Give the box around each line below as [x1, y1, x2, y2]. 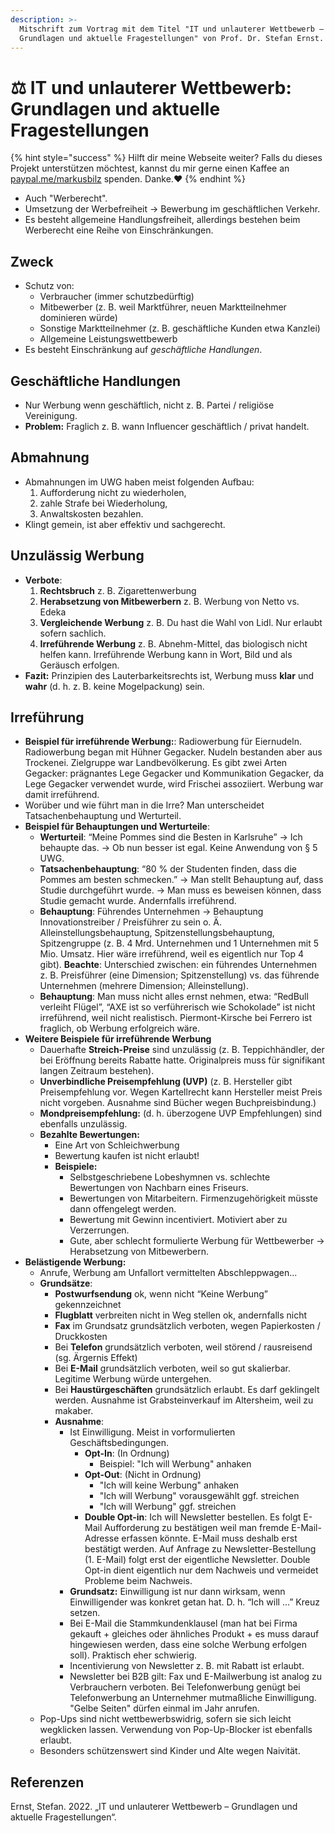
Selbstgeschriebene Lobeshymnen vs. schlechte [69, 1171, 271, 1183]
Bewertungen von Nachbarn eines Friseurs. [69, 1182, 249, 1194]
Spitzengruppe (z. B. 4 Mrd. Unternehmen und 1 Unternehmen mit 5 [39, 937, 320, 950]
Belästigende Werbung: [24, 1256, 127, 1268]
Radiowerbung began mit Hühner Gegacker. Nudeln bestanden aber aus [24, 746, 323, 758]
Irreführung [10, 709, 85, 726]
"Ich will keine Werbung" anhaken [99, 1479, 240, 1491]
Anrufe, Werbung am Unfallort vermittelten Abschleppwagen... [39, 1267, 298, 1279]
